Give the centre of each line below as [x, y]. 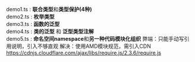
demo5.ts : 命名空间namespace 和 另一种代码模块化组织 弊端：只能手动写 [95, 39]
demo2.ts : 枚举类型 [30, 17]
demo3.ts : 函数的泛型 [33, 24]
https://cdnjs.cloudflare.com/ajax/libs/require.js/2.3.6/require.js [84, 53]
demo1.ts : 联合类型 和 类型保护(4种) [49, 9]
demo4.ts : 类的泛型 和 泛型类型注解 [50, 31]
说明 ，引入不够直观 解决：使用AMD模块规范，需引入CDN [81, 46]
